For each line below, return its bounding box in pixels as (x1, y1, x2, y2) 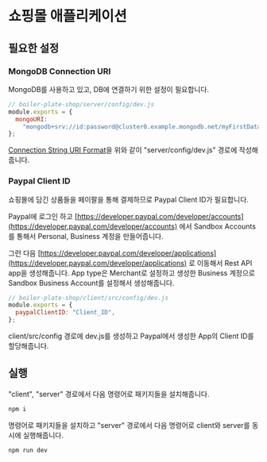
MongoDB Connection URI (8, 65, 111, 76)
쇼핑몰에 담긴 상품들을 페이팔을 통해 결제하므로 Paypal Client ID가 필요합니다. (8, 194, 249, 204)
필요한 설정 (8, 41, 60, 55)
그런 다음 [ (8, 248, 41, 258)
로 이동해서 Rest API (188, 258, 253, 268)
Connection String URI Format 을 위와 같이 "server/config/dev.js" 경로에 (8, 145, 238, 155)
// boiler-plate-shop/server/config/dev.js (8, 100, 155, 108)
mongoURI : (15, 115, 48, 123)
